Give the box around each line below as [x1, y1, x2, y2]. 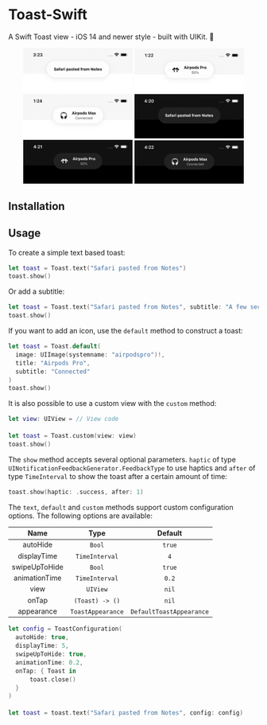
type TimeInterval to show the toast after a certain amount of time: [8, 471, 228, 481]
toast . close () [29, 675, 77, 684]
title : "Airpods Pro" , [15, 359, 91, 367]
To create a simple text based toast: [8, 248, 126, 257]
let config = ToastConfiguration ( [8, 625, 123, 633]
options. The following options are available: [8, 511, 153, 520]
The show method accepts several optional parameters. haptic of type [8, 454, 237, 464]
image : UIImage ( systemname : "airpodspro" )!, [15, 350, 165, 359]
